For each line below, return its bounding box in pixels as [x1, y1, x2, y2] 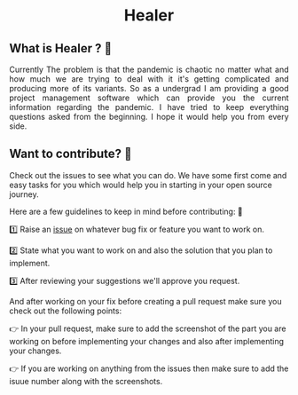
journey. [9, 188, 39, 200]
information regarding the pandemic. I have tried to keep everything [9, 102, 289, 112]
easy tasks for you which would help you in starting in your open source [9, 179, 272, 190]
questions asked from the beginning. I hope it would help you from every [9, 112, 289, 122]
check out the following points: [9, 305, 122, 316]
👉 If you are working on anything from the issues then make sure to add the [9, 363, 289, 374]
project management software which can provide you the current [9, 92, 289, 103]
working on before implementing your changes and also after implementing [9, 336, 285, 346]
